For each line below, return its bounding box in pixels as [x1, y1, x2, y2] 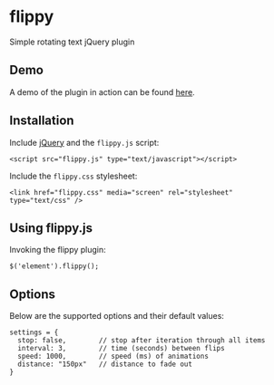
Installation [9, 113, 74, 129]
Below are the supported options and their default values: [9, 311, 225, 322]
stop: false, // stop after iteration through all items [17, 336, 266, 345]
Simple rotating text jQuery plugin [9, 36, 135, 47]
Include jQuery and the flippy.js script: [9, 137, 160, 148]
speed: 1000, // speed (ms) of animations [17, 351, 209, 361]
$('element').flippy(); [9, 262, 100, 271]
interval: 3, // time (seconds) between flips [17, 344, 225, 353]
